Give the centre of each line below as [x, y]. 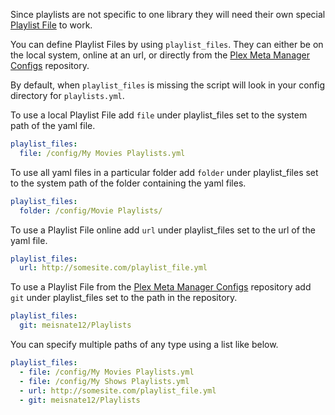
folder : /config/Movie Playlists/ [91, 210]
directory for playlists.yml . [67, 95]
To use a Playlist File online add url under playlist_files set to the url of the [163, 230]
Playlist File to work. [51, 25]
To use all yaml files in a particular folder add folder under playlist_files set [164, 172]
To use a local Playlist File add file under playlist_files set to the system [159, 115]
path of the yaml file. [53, 125]
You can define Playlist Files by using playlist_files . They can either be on [167, 44]
